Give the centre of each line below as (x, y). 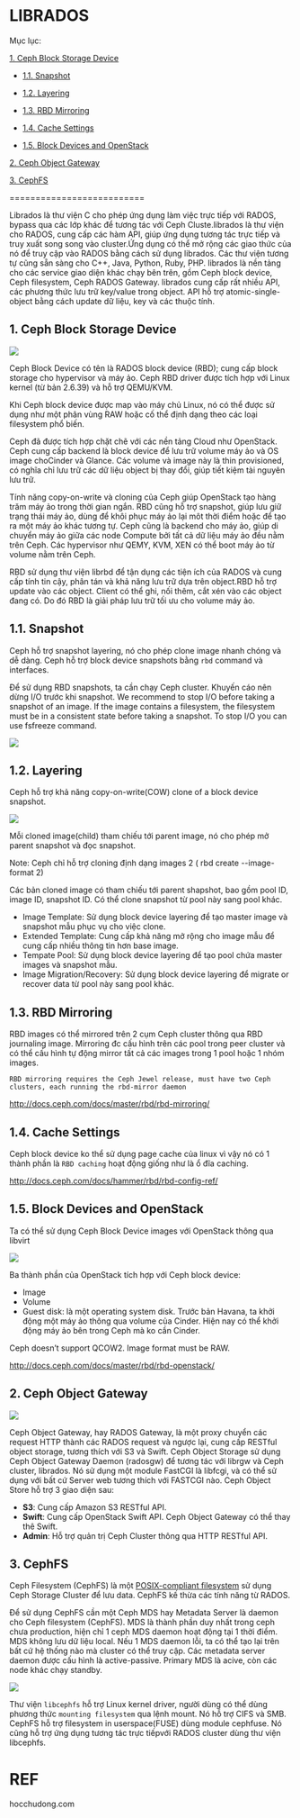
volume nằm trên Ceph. (53, 554)
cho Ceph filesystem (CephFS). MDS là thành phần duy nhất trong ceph (142, 1623)
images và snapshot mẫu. (70, 965)
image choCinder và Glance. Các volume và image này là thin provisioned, (147, 460)
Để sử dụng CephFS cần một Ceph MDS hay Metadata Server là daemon (144, 1613)
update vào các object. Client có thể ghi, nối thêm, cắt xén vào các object (146, 591)
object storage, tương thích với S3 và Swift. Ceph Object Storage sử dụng (145, 1452)
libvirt (20, 1240)
